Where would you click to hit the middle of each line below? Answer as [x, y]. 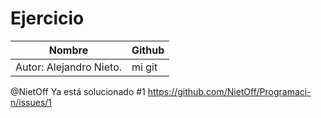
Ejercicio [47, 18]
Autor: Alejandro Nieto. [69, 67]
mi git [144, 67]
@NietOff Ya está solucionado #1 [78, 91]
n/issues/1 [31, 102]
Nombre [68, 50]
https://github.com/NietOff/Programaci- [229, 91]
